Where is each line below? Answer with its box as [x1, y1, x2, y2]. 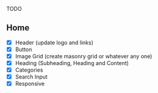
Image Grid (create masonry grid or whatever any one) [15, 52, 153, 60]
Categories [15, 66, 43, 74]
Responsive [15, 80, 45, 88]
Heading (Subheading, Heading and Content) [15, 60, 129, 66]
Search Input [15, 73, 48, 81]
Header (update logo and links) [15, 39, 93, 46]
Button [15, 46, 32, 53]
